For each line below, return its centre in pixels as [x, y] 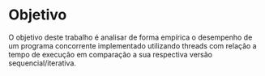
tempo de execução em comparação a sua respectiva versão [111, 54]
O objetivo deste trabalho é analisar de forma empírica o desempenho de [130, 37]
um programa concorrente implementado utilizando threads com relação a [132, 45]
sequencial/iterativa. [43, 63]
